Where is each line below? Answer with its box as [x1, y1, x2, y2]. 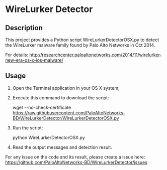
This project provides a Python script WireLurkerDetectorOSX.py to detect [5, 37, 159, 43]
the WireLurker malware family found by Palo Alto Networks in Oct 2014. [5, 42, 155, 48]
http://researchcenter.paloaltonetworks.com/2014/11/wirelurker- [29, 52, 162, 58]
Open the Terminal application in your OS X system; [12, 85, 120, 91]
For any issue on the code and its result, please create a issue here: [5, 154, 145, 160]
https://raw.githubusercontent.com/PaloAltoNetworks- [12, 109, 126, 116]
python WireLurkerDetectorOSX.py [12, 134, 85, 140]
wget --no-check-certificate [12, 104, 71, 110]
